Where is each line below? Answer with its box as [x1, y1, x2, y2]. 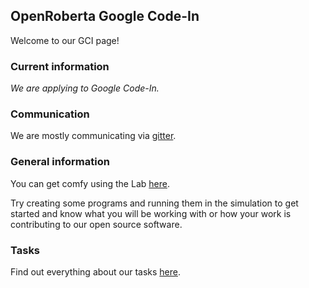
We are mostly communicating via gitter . [10, 130, 177, 142]
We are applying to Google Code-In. [10, 82, 160, 94]
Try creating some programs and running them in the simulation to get [10, 197, 299, 209]
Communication [10, 107, 90, 121]
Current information [10, 59, 110, 73]
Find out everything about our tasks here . [10, 266, 181, 278]
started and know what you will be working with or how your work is [10, 207, 292, 219]
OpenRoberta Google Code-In [10, 8, 200, 25]
